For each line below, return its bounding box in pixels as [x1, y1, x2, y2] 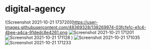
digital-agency [5, 3, 66, 14]
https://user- [72, 19, 98, 25]
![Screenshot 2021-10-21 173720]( [5, 19, 73, 25]
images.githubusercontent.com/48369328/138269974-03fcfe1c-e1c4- [5, 24, 147, 30]
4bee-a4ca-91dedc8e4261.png [5, 29, 68, 35]
